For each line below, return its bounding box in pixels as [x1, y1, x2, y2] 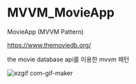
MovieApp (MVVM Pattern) [7, 28, 84, 36]
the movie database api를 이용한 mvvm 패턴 [7, 55, 130, 63]
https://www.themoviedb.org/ [7, 41, 91, 49]
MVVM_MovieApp [7, 5, 115, 21]
